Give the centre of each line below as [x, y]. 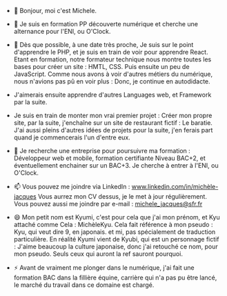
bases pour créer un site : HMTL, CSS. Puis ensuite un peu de [101, 67]
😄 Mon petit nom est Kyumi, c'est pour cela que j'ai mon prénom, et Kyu [117, 217]
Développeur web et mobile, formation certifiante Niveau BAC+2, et [109, 158]
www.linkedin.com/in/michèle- [175, 187]
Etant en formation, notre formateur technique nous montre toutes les [112, 59]
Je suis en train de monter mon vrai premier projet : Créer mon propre [113, 115]
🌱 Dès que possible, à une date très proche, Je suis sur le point [103, 45]
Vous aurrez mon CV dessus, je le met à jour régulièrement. [122, 196]
